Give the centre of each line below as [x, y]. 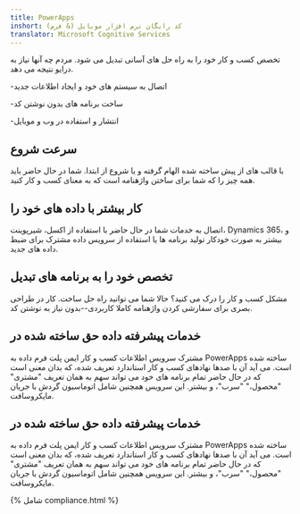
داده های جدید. [34, 249]
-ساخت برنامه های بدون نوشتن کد [67, 104]
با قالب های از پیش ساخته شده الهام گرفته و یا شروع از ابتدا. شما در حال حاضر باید [147, 171]
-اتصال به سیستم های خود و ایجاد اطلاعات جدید [89, 87]
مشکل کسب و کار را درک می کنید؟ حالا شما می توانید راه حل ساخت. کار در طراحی [149, 298]
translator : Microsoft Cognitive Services [90, 34]
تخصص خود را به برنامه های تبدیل [92, 277]
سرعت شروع [44, 149]
